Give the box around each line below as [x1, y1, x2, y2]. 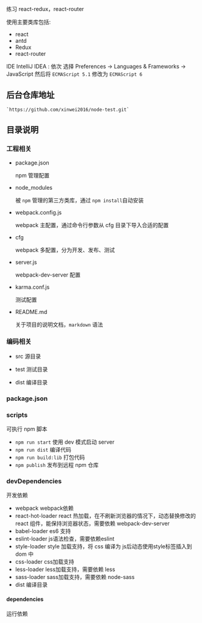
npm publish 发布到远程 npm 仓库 [15, 461, 99, 469]
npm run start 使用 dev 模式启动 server [15, 438, 115, 446]
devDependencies [6, 477, 62, 485]
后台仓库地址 [6, 90, 55, 100]
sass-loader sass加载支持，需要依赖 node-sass [15, 573, 135, 581]
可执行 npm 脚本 [6, 425, 48, 433]
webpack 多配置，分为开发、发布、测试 [15, 246, 115, 253]
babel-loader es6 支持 [15, 528, 71, 535]
